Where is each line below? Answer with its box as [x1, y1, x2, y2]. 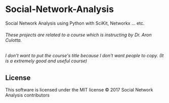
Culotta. [5, 37, 22, 43]
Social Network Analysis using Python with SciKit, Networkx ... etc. [5, 20, 145, 26]
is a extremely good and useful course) [5, 58, 88, 64]
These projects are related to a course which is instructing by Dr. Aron [5, 32, 152, 38]
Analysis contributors [5, 92, 50, 98]
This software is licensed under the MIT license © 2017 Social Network [5, 87, 153, 93]
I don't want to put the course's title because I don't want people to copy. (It [5, 53, 164, 59]
